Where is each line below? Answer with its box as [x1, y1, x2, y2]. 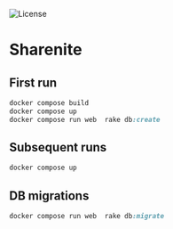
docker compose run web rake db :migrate [9, 212, 165, 221]
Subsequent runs [9, 140, 107, 155]
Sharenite [9, 40, 83, 60]
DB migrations [9, 188, 90, 203]
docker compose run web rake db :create [9, 115, 161, 124]
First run [9, 75, 58, 90]
